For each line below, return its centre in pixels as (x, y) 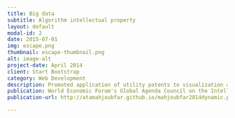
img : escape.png (31, 46)
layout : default (31, 26)
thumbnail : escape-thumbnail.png (56, 53)
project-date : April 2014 (45, 65)
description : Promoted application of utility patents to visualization (115, 85)
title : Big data (31, 14)
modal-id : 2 (24, 33)
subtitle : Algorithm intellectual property (72, 20)
